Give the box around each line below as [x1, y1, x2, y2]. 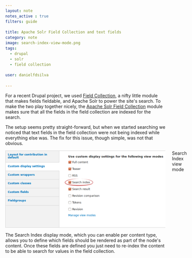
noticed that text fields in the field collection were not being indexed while [5, 130, 160, 135]
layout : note [5, 8, 33, 13]
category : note [5, 35, 38, 40]
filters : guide [5, 19, 38, 24]
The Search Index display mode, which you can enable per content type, [5, 232, 157, 238]
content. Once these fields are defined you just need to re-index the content [5, 243, 165, 249]
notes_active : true [5, 13, 49, 19]
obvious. [5, 140, 24, 146]
